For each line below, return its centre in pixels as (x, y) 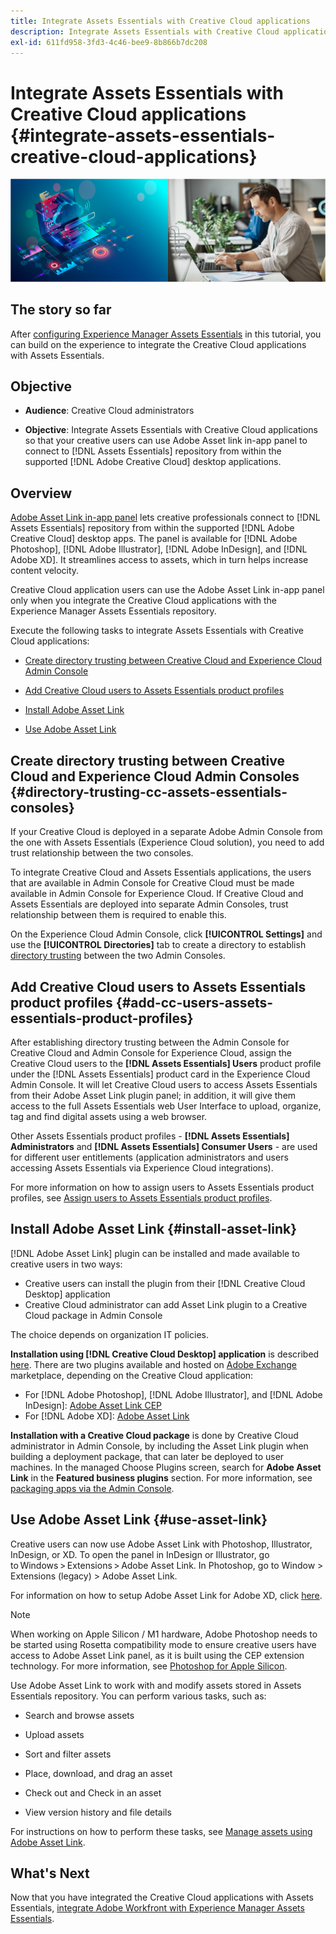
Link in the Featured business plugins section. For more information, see (161, 1477)
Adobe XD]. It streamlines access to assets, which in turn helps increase (159, 560)
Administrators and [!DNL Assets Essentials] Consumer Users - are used (164, 1146)
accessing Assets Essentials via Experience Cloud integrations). (142, 1167)
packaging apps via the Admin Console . (92, 1488)
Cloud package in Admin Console (93, 1315)
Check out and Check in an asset (93, 1792)
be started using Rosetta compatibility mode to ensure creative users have (163, 1644)
